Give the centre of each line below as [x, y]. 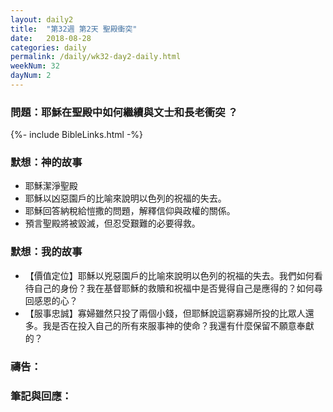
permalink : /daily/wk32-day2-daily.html [96, 57]
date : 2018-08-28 [51, 38]
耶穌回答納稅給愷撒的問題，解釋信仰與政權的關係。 [130, 211]
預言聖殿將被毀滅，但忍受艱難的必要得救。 [112, 223]
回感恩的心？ [51, 300]
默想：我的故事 [46, 252]
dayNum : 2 [31, 76]
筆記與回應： [41, 396]
